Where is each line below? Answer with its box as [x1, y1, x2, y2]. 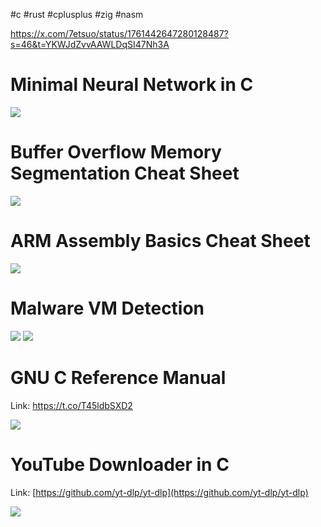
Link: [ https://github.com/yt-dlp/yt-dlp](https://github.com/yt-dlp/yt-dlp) [10, 486, 309, 498]
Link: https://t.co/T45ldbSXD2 [10, 399, 133, 411]
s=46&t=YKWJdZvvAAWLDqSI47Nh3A [10, 39, 170, 50]
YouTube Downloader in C [10, 453, 230, 476]
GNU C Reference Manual [10, 366, 227, 389]
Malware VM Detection [10, 297, 205, 319]
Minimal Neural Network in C [10, 74, 254, 96]
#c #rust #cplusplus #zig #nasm [10, 9, 144, 20]
